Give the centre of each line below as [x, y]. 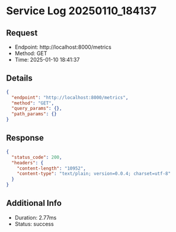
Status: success [34, 224]
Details [19, 78]
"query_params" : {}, [37, 109]
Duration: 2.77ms [36, 217]
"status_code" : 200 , [37, 157]
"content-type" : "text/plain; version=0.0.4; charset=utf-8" [94, 174]
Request [22, 33]
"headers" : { [28, 163]
